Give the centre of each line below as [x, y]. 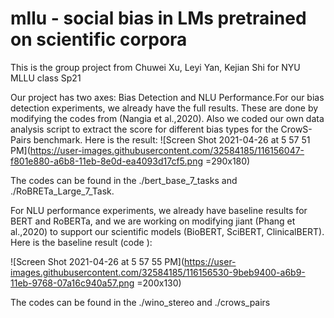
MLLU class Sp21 [46, 78]
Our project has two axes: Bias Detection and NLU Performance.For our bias [167, 97]
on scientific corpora [99, 39]
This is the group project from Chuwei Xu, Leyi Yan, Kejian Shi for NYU [155, 67]
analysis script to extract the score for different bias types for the [144, 129]
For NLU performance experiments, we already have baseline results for [159, 210]
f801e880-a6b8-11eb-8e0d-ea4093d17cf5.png [106, 161]
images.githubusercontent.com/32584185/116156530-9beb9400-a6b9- [158, 272]
